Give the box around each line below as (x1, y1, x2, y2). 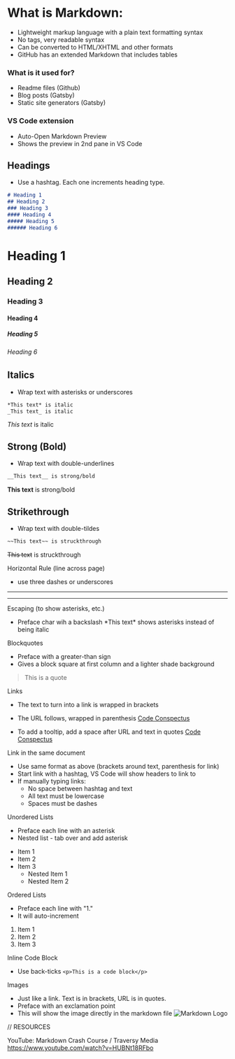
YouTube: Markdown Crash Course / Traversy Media (7, 1036, 159, 1044)
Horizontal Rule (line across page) (7, 564, 105, 572)
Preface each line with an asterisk (17, 826, 115, 834)
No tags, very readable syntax (17, 35, 105, 43)
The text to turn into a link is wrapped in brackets (17, 700, 159, 709)
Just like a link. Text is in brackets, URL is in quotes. (17, 994, 166, 1002)
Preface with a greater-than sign (17, 652, 111, 660)
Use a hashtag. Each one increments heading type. (17, 178, 165, 187)
